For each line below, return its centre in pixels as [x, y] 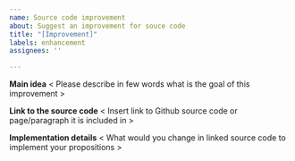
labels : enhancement [48, 42]
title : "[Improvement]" [54, 34]
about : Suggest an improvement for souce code [97, 26]
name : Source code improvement [67, 17]
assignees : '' [36, 51]
